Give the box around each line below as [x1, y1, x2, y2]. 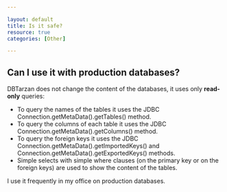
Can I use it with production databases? [7, 67, 180, 78]
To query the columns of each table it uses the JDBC [16, 120, 167, 128]
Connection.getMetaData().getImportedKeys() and [16, 142, 160, 150]
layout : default [7, 16, 53, 23]
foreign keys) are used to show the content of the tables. [16, 164, 178, 172]
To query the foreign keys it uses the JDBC [16, 134, 139, 143]
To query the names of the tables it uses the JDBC [16, 106, 160, 114]
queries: [21, 92, 45, 100]
